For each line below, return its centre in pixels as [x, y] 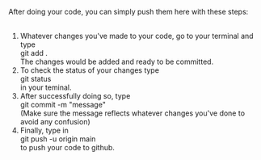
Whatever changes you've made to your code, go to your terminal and [137, 36]
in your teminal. [46, 87]
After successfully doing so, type [75, 96]
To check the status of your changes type [90, 70]
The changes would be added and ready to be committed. [117, 61]
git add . [34, 53]
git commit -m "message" [63, 105]
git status [36, 79]
